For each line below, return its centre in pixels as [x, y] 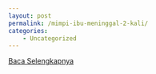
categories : [28, 31]
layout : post [30, 16]
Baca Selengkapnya [41, 61]
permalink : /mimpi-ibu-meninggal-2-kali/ [78, 23]
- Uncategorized [50, 38]
